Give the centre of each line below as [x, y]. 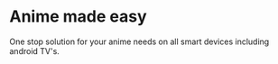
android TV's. [35, 50]
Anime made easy [78, 17]
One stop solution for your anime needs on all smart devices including [139, 41]
